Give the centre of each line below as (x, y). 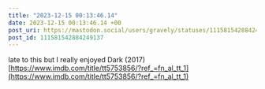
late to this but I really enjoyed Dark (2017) (77, 60)
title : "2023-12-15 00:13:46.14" (63, 15)
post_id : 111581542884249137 (56, 37)
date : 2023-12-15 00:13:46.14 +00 (65, 23)
